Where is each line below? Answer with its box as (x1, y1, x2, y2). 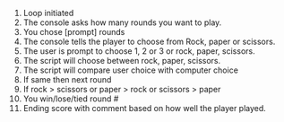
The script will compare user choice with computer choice (22, 65, 238, 75)
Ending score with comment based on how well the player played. (22, 103, 267, 113)
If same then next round (22, 74, 112, 84)
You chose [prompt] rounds (22, 27, 125, 37)
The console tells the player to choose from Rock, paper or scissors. (22, 36, 276, 47)
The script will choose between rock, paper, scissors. (22, 56, 221, 65)
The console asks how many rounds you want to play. (22, 17, 222, 28)
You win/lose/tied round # (22, 93, 119, 104)
